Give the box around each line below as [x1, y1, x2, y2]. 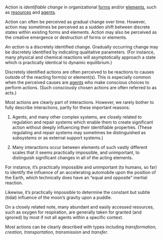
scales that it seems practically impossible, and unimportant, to [12, 149, 140, 155]
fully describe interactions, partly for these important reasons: [5, 105, 130, 110]
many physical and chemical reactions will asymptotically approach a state [5, 54, 156, 60]
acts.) [5, 90, 17, 96]
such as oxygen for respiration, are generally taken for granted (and [5, 209, 142, 215]
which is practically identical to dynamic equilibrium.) [5, 60, 113, 65]
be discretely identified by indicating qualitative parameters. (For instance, [5, 49, 155, 55]
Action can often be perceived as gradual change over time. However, [5, 19, 146, 24]
